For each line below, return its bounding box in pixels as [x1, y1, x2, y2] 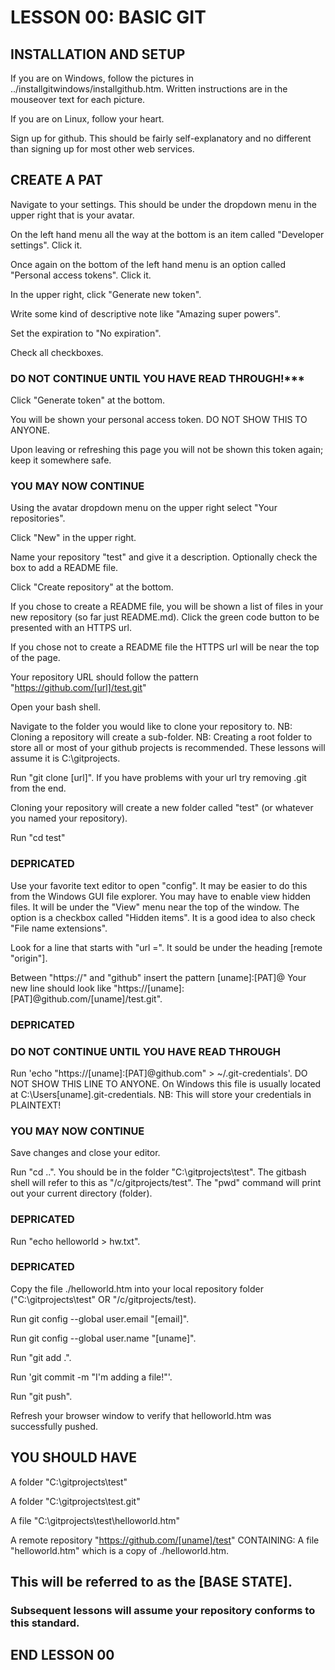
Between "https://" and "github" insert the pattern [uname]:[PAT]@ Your [10, 971, 307, 983]
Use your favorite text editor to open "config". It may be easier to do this [10, 879, 308, 891]
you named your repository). [10, 812, 128, 825]
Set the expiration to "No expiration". [10, 327, 162, 339]
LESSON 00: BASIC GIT [10, 6, 207, 29]
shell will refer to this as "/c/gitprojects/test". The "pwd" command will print [10, 1177, 322, 1189]
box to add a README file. [10, 562, 119, 574]
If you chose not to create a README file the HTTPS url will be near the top [10, 641, 320, 653]
